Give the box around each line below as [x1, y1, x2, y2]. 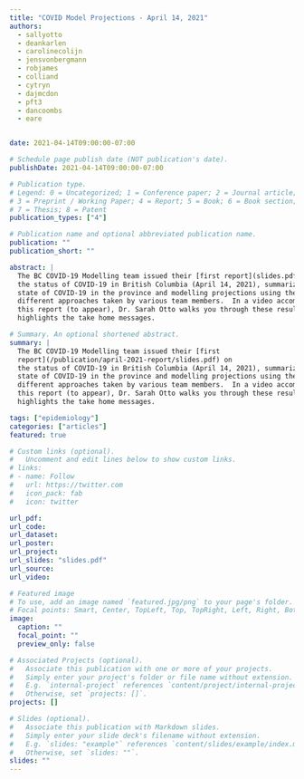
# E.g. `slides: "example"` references [9, 739, 168, 748]
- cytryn [17, 81, 51, 90]
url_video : [9, 572, 51, 582]
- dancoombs [17, 106, 63, 115]
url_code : [9, 522, 47, 531]
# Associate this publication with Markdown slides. [9, 722, 221, 732]
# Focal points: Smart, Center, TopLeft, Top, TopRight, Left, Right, [9, 606, 281, 615]
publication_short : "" [9, 246, 95, 255]
